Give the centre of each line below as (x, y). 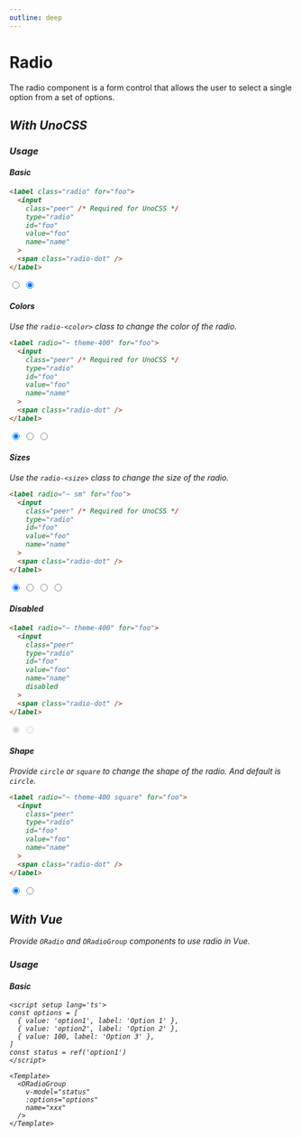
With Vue (36, 919)
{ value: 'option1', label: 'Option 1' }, (98, 1021)
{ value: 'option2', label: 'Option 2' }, (98, 1029)
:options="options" (62, 1100)
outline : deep (36, 18)
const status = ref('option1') (68, 1053)
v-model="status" (58, 1092)
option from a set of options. (62, 97)
